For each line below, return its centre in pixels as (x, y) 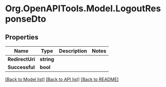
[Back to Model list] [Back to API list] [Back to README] (62, 79)
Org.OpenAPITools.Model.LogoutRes (83, 9)
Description (73, 51)
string (47, 59)
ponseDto (26, 19)
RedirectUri (21, 59)
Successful (21, 67)
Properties (22, 37)
